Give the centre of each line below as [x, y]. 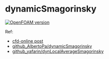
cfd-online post [28, 41]
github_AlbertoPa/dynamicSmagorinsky [52, 46]
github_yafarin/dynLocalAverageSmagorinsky [58, 51]
